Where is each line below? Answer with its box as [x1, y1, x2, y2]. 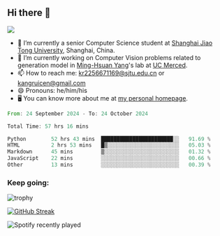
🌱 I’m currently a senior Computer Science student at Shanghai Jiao [17, 38, 213, 47]
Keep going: [7, 177, 50, 187]
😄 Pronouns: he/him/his [17, 86, 87, 94]
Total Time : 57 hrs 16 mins [7, 123, 89, 130]
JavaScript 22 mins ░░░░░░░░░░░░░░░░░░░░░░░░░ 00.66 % [7, 155, 211, 162]
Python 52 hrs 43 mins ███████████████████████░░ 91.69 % [7, 135, 211, 142]
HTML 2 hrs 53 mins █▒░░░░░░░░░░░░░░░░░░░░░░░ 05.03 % [7, 142, 211, 149]
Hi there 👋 [7, 7, 51, 19]
